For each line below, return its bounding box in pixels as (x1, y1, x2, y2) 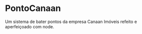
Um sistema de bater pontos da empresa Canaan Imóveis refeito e (5, 19, 137, 24)
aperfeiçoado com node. (5, 23, 54, 29)
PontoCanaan (5, 3, 62, 14)
